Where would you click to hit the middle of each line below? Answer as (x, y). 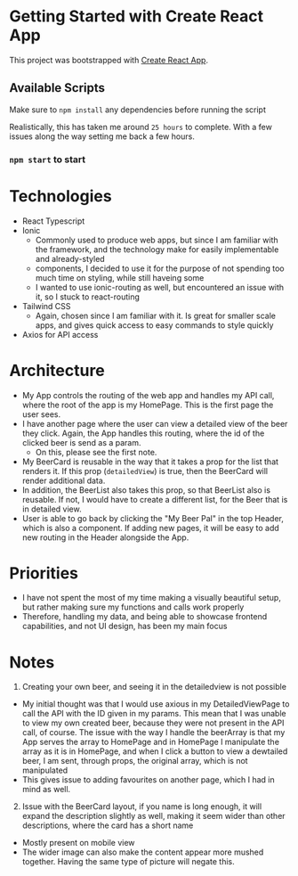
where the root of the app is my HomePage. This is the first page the (148, 405)
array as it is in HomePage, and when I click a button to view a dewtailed (155, 751)
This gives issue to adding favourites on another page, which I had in (149, 780)
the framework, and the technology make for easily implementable (157, 249)
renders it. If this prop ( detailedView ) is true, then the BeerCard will (145, 471)
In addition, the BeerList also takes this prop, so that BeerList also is (146, 490)
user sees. (41, 414)
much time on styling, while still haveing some (120, 277)
